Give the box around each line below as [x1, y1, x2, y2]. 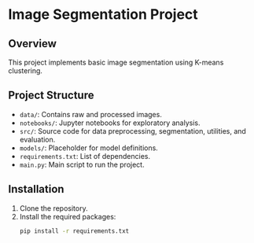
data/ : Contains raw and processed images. [19, 109, 163, 119]
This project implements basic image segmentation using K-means [8, 57, 224, 67]
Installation [8, 182, 64, 196]
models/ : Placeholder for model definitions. [19, 143, 159, 153]
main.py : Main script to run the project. [19, 160, 145, 169]
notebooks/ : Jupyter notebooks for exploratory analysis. [19, 118, 201, 127]
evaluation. [19, 134, 56, 144]
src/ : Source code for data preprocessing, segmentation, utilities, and [19, 126, 246, 135]
